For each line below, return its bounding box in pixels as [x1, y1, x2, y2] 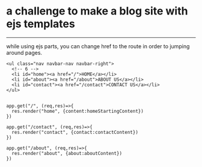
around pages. [6, 49, 43, 56]
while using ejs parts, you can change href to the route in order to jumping [6, 42, 190, 49]
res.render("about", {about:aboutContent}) [11, 150, 122, 156]
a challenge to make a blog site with [6, 4, 188, 18]
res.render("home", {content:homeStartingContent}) [11, 108, 144, 114]
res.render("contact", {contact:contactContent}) [11, 129, 138, 135]
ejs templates [6, 17, 75, 31]
